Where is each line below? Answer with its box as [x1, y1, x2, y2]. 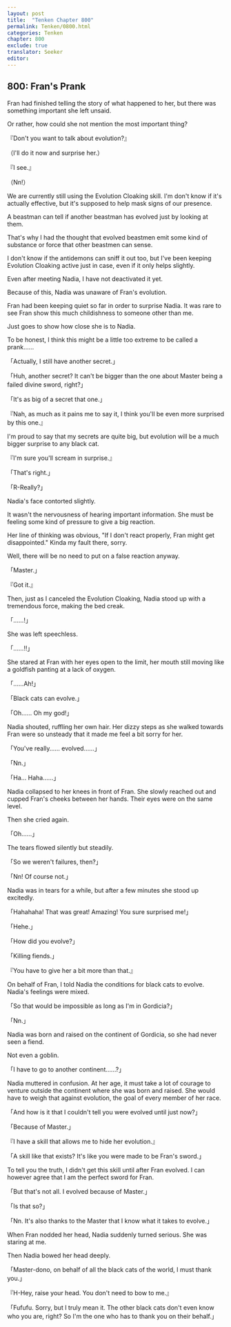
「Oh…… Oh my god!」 [7, 708, 73, 717]
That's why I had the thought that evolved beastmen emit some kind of [7, 233, 208, 242]
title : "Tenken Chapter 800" [7, 17, 94, 23]
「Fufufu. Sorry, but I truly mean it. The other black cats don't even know [7, 1303, 215, 1312]
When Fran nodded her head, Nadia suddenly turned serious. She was [7, 1230, 208, 1239]
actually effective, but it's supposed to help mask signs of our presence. [7, 199, 212, 207]
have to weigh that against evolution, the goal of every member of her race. [7, 1094, 222, 1102]
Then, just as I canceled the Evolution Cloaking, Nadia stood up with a [7, 594, 205, 603]
